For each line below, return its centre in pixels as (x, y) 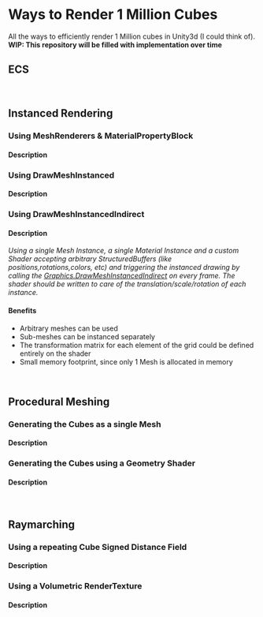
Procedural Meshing (59, 401)
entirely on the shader (55, 353)
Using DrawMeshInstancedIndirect (76, 215)
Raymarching (42, 524)
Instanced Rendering (61, 113)
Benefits (22, 310)
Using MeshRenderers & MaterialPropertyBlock (101, 136)
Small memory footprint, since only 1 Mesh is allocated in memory (126, 361)
